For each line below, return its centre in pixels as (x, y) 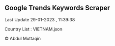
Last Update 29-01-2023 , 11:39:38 (40, 19)
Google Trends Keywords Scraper (57, 8)
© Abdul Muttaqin (23, 38)
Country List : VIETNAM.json (33, 29)
